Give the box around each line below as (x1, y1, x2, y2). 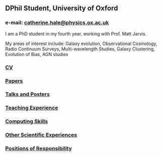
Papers (5, 77, 23, 84)
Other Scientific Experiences (5, 131, 77, 138)
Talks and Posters (5, 91, 50, 98)
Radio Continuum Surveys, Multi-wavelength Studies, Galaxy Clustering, (5, 45, 155, 52)
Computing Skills (5, 118, 48, 125)
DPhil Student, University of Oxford (5, 4, 118, 13)
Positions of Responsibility (5, 145, 72, 152)
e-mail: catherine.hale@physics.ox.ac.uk (5, 19, 109, 26)
